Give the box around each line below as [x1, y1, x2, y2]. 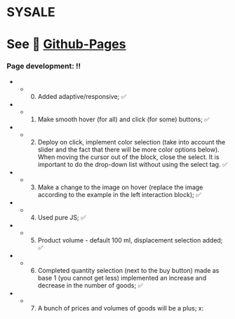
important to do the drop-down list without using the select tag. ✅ [37, 160, 228, 168]
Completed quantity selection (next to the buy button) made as [37, 266, 220, 274]
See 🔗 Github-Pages [6, 36, 126, 53]
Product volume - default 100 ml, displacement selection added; [37, 236, 223, 244]
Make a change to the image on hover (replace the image [37, 183, 203, 191]
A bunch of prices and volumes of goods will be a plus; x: [37, 304, 204, 312]
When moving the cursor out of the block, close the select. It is [37, 152, 220, 161]
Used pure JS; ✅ [37, 213, 86, 222]
